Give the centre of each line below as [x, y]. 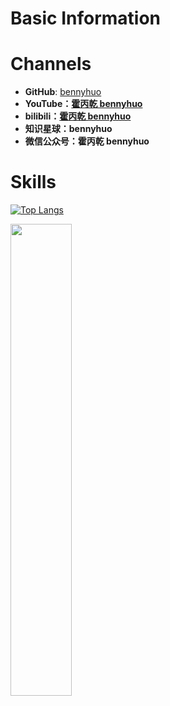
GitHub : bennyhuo [63, 92]
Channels [51, 64]
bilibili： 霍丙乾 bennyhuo [78, 116]
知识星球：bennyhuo [68, 129]
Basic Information [86, 18]
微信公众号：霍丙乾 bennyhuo [87, 141]
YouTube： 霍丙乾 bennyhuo [83, 104]
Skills [33, 182]
